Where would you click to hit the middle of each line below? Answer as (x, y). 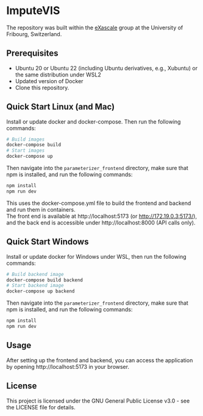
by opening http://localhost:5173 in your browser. (68, 366)
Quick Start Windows (48, 242)
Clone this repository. (42, 87)
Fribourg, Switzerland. (34, 34)
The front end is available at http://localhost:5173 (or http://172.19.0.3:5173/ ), (101, 216)
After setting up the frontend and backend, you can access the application (100, 360)
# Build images (26, 139)
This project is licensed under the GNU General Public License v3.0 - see (98, 401)
